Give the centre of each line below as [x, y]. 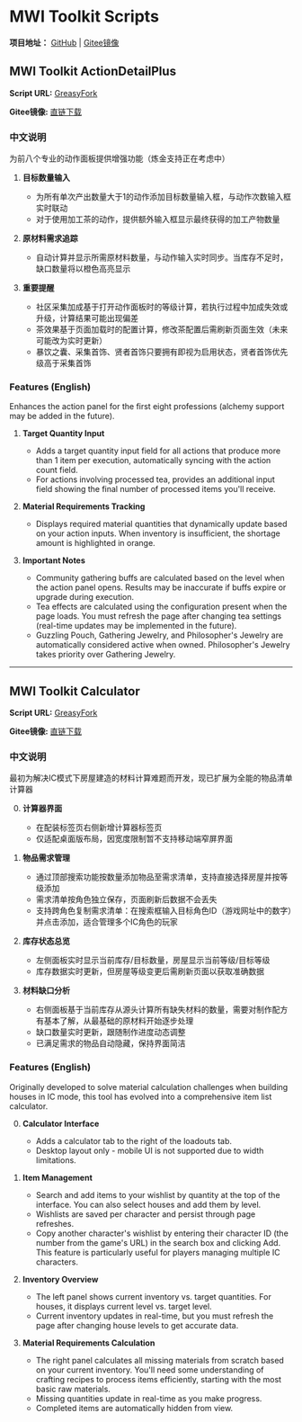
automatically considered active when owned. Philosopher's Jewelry [163, 645]
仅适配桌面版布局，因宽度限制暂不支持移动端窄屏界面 [134, 839]
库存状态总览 [46, 941]
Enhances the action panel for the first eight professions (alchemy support [147, 407]
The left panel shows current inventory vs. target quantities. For [153, 1296]
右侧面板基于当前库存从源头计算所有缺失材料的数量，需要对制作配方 [162, 1010]
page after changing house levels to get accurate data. [137, 1325]
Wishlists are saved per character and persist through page [146, 1214]
